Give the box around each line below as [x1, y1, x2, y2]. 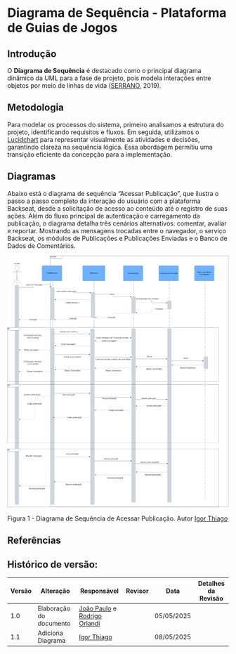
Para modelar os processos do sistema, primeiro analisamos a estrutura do [7, 120, 224, 129]
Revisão [199, 594, 223, 602]
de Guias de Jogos [7, 20, 118, 36]
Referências [7, 535, 62, 547]
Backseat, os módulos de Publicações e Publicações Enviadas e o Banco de [7, 234, 228, 242]
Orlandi [79, 620, 100, 628]
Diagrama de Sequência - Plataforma [7, 5, 227, 21]
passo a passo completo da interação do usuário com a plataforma [7, 197, 202, 205]
